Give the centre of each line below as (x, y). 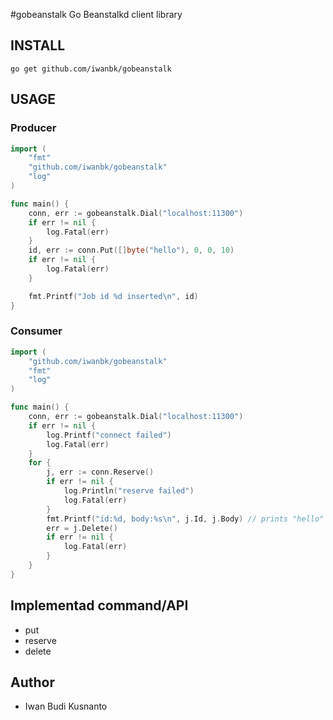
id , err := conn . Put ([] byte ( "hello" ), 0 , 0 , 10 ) (131, 250)
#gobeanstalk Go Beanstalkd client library (96, 14)
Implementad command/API (99, 605)
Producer (33, 128)
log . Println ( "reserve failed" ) (129, 491)
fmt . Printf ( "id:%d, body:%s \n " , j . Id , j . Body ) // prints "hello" (185, 519)
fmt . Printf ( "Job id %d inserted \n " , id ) (113, 296)
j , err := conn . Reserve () (100, 472)
